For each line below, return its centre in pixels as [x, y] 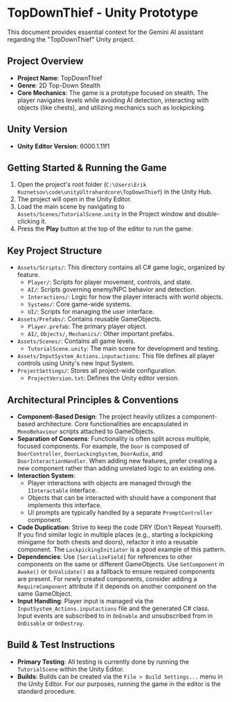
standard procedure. [46, 691]
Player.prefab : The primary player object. [87, 326]
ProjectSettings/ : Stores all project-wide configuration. [97, 371]
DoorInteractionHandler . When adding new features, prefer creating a [117, 461]
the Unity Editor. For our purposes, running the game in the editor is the [119, 684]
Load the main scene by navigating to [71, 207]
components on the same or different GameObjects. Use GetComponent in [121, 564]
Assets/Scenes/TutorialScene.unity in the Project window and [106, 214]
